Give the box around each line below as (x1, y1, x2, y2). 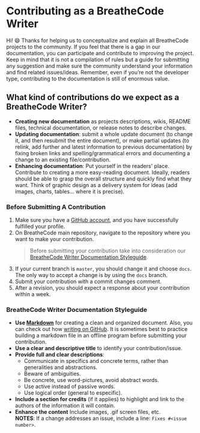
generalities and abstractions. (23, 364, 98, 371)
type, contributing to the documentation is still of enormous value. (6, 75, 170, 82)
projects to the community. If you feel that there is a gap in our (6, 43, 160, 50)
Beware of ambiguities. (23, 370, 81, 377)
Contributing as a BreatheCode (6, 4, 164, 18)
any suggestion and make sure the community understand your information (6, 62, 193, 70)
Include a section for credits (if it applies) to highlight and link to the (14, 396, 184, 403)
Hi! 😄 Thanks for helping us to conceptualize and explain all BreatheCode (6, 37, 189, 44)
